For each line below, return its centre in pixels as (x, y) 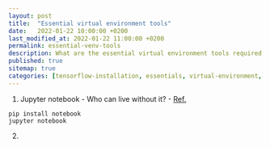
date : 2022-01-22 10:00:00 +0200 (68, 31)
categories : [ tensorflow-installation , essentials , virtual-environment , (135, 76)
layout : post (30, 16)
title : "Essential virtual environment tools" (90, 23)
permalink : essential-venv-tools (65, 46)
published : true (36, 61)
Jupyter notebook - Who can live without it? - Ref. (103, 99)
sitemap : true (32, 69)
